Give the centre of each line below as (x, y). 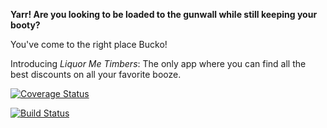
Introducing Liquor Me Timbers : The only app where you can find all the (158, 63)
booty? (25, 25)
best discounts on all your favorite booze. (96, 74)
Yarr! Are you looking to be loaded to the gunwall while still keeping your (164, 14)
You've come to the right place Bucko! (89, 44)
